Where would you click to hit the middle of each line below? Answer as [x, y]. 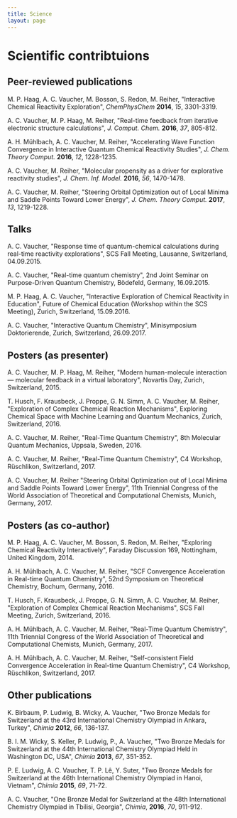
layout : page [27, 21]
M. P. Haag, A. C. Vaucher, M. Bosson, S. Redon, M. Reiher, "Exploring [110, 542]
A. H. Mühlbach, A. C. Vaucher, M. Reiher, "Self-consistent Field [100, 657]
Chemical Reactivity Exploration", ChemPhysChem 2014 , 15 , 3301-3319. [112, 107]
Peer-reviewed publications [70, 82]
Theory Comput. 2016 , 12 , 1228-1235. [62, 156]
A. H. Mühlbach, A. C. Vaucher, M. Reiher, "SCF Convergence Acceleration [116, 571]
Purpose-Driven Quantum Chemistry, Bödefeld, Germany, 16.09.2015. [109, 283]
